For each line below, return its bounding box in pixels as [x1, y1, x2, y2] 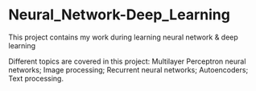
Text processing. [8, 73, 64, 83]
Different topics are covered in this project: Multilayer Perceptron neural [8, 56, 246, 66]
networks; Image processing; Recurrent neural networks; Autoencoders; [8, 64, 249, 74]
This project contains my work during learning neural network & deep [8, 32, 239, 42]
